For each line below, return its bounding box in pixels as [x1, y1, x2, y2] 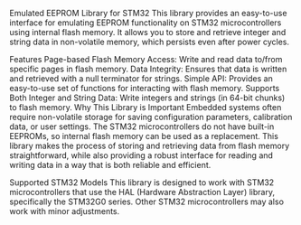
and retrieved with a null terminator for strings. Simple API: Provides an [9, 73, 273, 84]
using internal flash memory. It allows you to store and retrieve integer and [9, 27, 287, 37]
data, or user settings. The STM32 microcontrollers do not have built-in [9, 121, 275, 132]
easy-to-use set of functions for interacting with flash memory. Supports [9, 83, 280, 93]
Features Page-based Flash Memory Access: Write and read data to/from [9, 54, 283, 64]
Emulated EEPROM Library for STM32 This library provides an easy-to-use [9, 8, 287, 18]
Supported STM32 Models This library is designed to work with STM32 [9, 177, 275, 188]
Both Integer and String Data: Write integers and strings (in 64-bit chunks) [9, 92, 286, 103]
